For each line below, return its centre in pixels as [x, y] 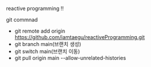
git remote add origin [40, 31]
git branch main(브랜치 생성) [48, 44]
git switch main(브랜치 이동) [47, 51]
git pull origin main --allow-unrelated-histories [70, 58]
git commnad [22, 20]
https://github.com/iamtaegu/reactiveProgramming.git [80, 37]
